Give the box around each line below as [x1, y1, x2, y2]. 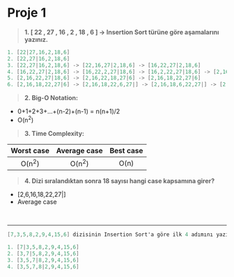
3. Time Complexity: [24, 129, 85, 137]
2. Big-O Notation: [24, 94, 79, 102]
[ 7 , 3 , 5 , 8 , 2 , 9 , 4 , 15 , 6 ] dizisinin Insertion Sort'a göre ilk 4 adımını [7, 231, 214, 238]
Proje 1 [7, 5, 47, 21]
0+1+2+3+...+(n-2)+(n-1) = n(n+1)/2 [17, 107, 120, 116]
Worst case [10, 145, 50, 155]
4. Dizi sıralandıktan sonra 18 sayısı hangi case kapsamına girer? [24, 177, 215, 185]
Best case [109, 145, 143, 155]
